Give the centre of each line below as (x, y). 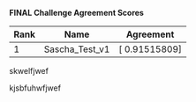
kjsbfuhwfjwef (35, 88)
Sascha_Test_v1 (77, 49)
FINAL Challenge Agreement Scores (76, 13)
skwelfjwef (29, 71)
